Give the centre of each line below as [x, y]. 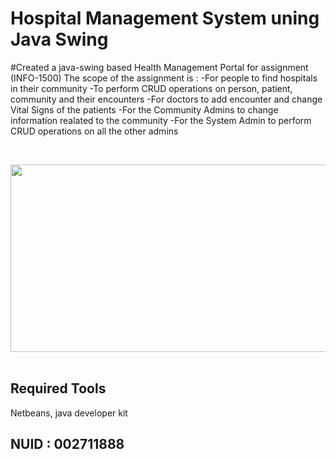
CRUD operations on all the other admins [94, 131]
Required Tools [58, 388]
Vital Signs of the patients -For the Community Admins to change [144, 109]
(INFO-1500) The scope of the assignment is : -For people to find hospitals [164, 78]
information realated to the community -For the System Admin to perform [161, 120]
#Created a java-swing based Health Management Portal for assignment [159, 67]
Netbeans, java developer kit [69, 413]
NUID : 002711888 [67, 444]
